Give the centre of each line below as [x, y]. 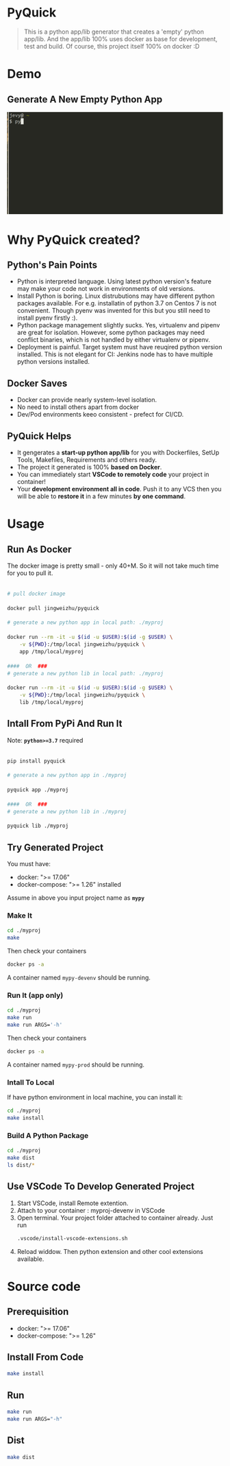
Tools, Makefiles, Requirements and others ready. [87, 460]
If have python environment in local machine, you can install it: [95, 1097]
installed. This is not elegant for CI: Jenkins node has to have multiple [115, 354]
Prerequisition [38, 1312]
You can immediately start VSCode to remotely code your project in [113, 474]
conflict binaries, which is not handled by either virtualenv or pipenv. [114, 340]
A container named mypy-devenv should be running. [79, 978]
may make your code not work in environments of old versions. [106, 289]
